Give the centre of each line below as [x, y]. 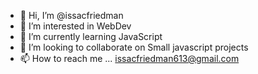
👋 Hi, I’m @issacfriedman [71, 15]
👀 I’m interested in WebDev [75, 26]
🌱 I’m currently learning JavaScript [91, 36]
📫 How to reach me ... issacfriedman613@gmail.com [129, 58]
